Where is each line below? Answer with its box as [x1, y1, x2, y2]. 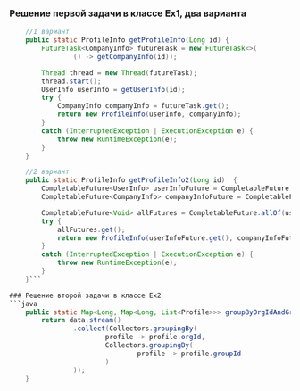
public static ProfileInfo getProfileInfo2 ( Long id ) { [25, 176, 238, 185]
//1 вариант [25, 28, 70, 37]
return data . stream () [41, 316, 122, 325]
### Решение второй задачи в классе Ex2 [9, 291, 162, 300]
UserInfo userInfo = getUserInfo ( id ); [41, 85, 186, 94]
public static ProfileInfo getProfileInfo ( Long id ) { [25, 36, 229, 45]
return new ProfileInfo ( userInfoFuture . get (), [56, 233, 234, 243]
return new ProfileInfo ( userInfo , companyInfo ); [56, 110, 242, 119]
